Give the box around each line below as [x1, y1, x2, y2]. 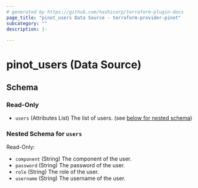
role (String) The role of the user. [15, 168, 99, 176]
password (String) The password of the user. [15, 162, 126, 169]
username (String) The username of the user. [15, 175, 126, 182]
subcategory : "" [6, 20, 48, 26]
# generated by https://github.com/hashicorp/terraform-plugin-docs [6, 9, 184, 15]
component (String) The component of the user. [15, 155, 132, 162]
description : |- [6, 26, 48, 32]
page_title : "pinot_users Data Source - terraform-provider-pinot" [6, 15, 182, 21]
